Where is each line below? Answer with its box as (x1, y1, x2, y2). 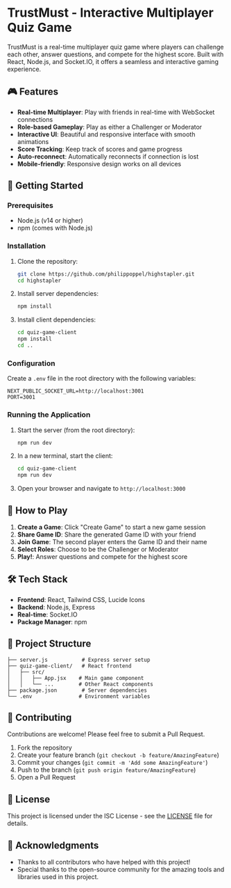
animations (17, 137, 49, 145)
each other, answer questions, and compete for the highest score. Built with (7, 50, 224, 58)
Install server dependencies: (17, 290, 99, 298)
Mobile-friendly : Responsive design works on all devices (17, 159, 182, 168)
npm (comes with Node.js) (17, 224, 94, 232)
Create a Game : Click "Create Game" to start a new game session (17, 523, 206, 532)
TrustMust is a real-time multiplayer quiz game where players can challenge (7, 42, 224, 51)
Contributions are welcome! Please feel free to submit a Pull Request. (7, 730, 205, 738)
